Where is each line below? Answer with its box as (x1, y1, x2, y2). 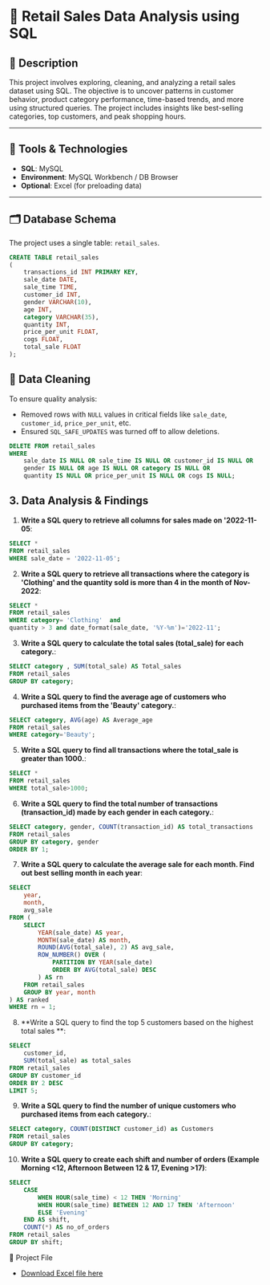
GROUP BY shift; (9, 1238, 63, 1246)
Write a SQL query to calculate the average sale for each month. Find (20, 860, 255, 869)
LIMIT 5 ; (9, 1087, 38, 1095)
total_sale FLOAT (23, 343, 82, 352)
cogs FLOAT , (23, 335, 63, 344)
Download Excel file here (20, 1268, 103, 1278)
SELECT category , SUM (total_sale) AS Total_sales (9, 662, 182, 670)
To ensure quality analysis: (9, 393, 98, 404)
